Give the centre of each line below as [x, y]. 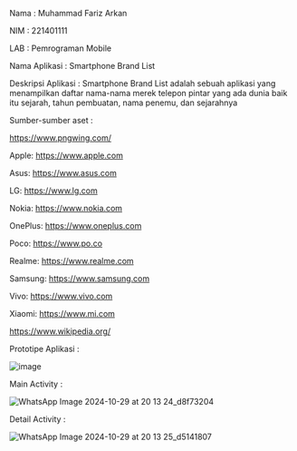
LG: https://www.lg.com [53, 191]
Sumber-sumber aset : [51, 120]
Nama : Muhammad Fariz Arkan [68, 13]
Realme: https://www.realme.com [72, 261]
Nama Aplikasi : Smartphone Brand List [82, 66]
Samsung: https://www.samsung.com [80, 279]
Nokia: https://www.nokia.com [66, 208]
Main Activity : [36, 384]
